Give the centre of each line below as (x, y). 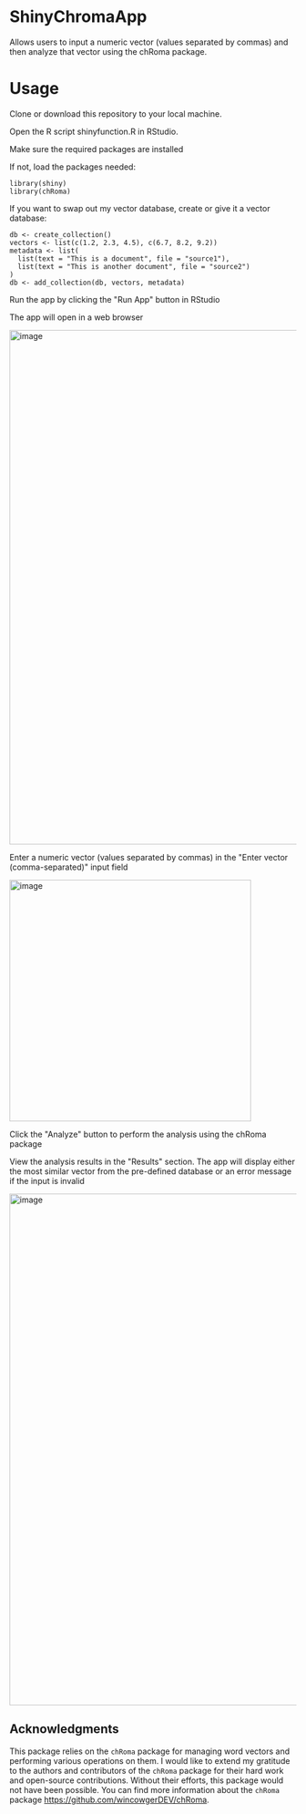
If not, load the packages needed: (73, 167)
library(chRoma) (40, 191)
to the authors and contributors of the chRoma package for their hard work (147, 1770)
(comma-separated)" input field (69, 867)
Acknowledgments (65, 1729)
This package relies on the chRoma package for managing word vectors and (150, 1751)
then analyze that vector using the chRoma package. (108, 51)
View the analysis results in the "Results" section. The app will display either (153, 1161)
